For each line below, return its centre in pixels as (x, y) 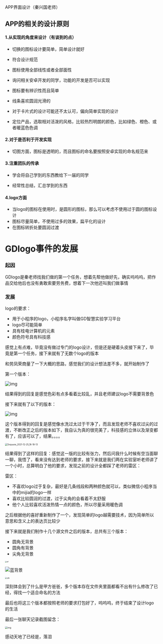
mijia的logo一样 (36, 492)
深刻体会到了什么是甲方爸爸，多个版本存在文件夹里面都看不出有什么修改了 (79, 587)
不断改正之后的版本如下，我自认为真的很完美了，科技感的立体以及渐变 (83, 430)
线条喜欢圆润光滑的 (31, 101)
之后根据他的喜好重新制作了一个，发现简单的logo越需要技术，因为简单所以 (80, 515)
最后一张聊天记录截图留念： (33, 619)
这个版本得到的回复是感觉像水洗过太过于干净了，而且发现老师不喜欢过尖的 (79, 424)
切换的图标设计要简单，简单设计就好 (48, 49)
